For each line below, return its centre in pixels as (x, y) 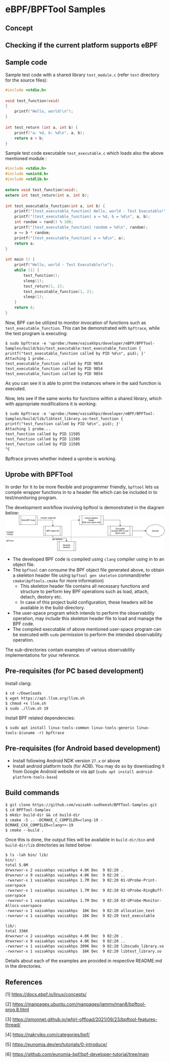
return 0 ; (25, 308)
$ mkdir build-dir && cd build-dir (43, 815)
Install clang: (18, 683)
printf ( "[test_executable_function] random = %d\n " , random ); (81, 227)
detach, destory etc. (41, 596)
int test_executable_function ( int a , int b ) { (55, 206)
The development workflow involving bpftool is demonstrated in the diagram (85, 507)
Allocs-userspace (24, 906)
